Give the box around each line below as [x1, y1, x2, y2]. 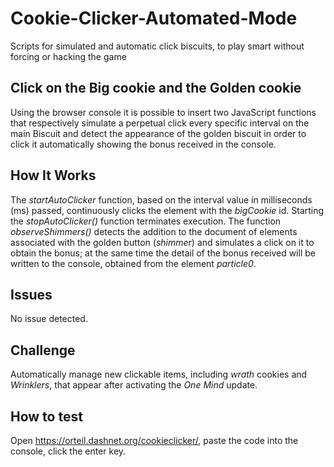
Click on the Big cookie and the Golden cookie [10, 80, 302, 97]
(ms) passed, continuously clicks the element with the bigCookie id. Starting [10, 204, 325, 216]
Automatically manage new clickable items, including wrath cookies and [10, 368, 308, 381]
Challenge [10, 342, 76, 359]
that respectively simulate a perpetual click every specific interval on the [10, 117, 310, 129]
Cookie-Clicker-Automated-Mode [10, 7, 298, 30]
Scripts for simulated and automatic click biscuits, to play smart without [10, 40, 305, 52]
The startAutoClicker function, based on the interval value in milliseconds [10, 193, 313, 206]
